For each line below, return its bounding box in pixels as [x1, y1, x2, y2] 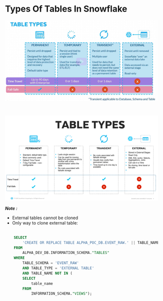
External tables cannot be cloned [12, 215, 79, 221]
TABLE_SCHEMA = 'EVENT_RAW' [22, 261, 79, 266]
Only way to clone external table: [12, 220, 78, 226]
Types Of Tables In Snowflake [5, 3, 128, 15]
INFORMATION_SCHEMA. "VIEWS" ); [31, 291, 92, 296]
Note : [5, 205, 18, 211]
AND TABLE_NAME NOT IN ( [22, 270, 73, 276]
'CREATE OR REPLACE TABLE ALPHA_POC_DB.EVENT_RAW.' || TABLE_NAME [22, 240, 160, 245]
